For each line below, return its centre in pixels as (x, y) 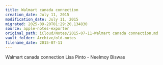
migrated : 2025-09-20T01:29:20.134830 (46, 24)
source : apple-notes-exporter (37, 29)
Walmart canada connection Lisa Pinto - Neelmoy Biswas (65, 57)
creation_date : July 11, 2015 (37, 15)
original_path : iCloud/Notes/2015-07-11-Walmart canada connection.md (82, 33)
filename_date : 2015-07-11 (34, 43)
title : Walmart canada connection (42, 10)
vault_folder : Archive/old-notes (41, 38)
